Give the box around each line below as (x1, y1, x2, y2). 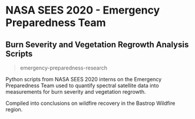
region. (5, 106, 23, 113)
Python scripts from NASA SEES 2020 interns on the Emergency (5, 76, 162, 82)
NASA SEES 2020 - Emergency (5, 4, 160, 17)
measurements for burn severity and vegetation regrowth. (5, 88, 146, 95)
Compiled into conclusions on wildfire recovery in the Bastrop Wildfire (5, 100, 176, 107)
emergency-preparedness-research (19, 64, 107, 71)
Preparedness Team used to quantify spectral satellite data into (5, 82, 160, 89)
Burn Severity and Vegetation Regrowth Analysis (5, 39, 189, 49)
